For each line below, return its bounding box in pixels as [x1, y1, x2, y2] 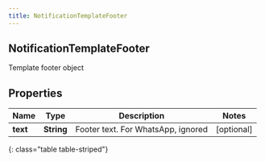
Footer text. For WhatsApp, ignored [75, 124, 208, 135]
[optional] [215, 124, 253, 135]
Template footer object [8, 63, 85, 73]
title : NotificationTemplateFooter [8, 11, 128, 20]
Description [118, 110, 165, 122]
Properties [8, 86, 63, 100]
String [43, 124, 68, 135]
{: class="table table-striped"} [8, 144, 109, 154]
